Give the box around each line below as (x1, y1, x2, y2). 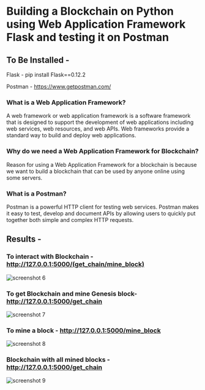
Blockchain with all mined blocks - (6, 356, 110, 364)
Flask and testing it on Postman (6, 31, 170, 44)
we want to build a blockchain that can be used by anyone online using (6, 167, 185, 175)
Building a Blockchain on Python (6, 4, 174, 18)
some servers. (6, 174, 43, 182)
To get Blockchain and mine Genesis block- (6, 289, 138, 298)
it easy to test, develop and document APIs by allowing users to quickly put (6, 210, 196, 217)
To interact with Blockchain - (6, 253, 94, 261)
